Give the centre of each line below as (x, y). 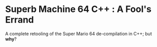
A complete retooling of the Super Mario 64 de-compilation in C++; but (78, 33)
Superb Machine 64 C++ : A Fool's (78, 9)
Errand (20, 20)
